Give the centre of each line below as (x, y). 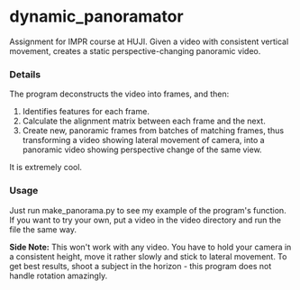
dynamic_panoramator (96, 17)
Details (25, 74)
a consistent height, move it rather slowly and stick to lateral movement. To (148, 256)
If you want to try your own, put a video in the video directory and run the (145, 220)
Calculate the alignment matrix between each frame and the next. (144, 121)
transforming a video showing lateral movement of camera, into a (143, 140)
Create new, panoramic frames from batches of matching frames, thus (153, 131)
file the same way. (43, 229)
